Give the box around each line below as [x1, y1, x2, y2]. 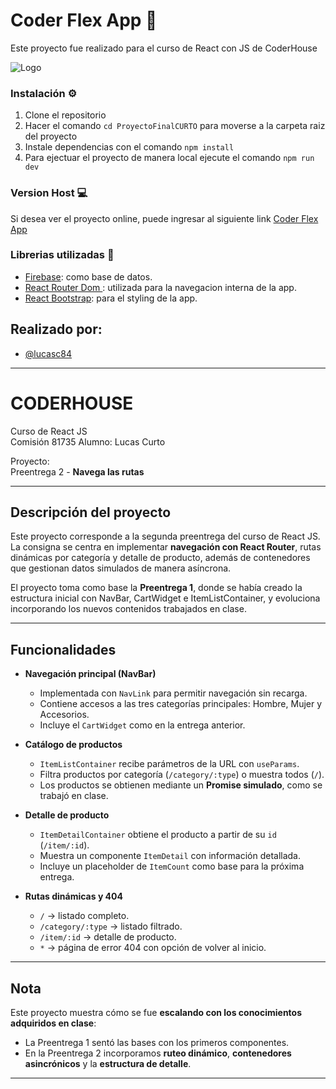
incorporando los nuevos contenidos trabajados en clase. [10, 603, 247, 615]
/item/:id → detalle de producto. [39, 931, 177, 943]
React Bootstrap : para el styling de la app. [24, 292, 198, 304]
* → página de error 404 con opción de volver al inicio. [39, 942, 267, 954]
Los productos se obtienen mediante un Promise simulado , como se [39, 779, 323, 791]
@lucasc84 [24, 347, 73, 359]
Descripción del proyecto [10, 504, 172, 521]
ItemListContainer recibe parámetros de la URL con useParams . [39, 758, 300, 770]
